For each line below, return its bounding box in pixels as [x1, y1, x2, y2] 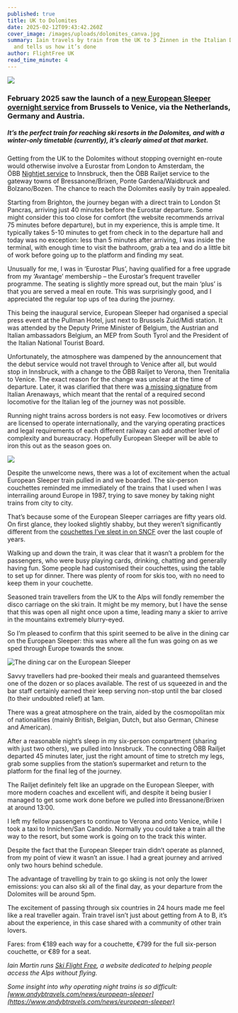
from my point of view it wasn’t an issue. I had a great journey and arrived [7, 853, 222, 862]
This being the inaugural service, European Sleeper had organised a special [7, 308, 228, 316]
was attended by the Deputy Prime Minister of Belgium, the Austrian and [7, 323, 219, 332]
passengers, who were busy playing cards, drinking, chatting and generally [7, 556, 227, 565]
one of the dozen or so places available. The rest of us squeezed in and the [7, 679, 228, 687]
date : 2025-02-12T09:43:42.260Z [7, 23, 103, 31]
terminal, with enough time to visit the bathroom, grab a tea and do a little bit [7, 243, 230, 252]
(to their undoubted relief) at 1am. [7, 694, 105, 702]
